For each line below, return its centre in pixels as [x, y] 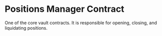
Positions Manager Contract [65, 9]
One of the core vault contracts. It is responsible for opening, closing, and [81, 23]
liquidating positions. [26, 28]
